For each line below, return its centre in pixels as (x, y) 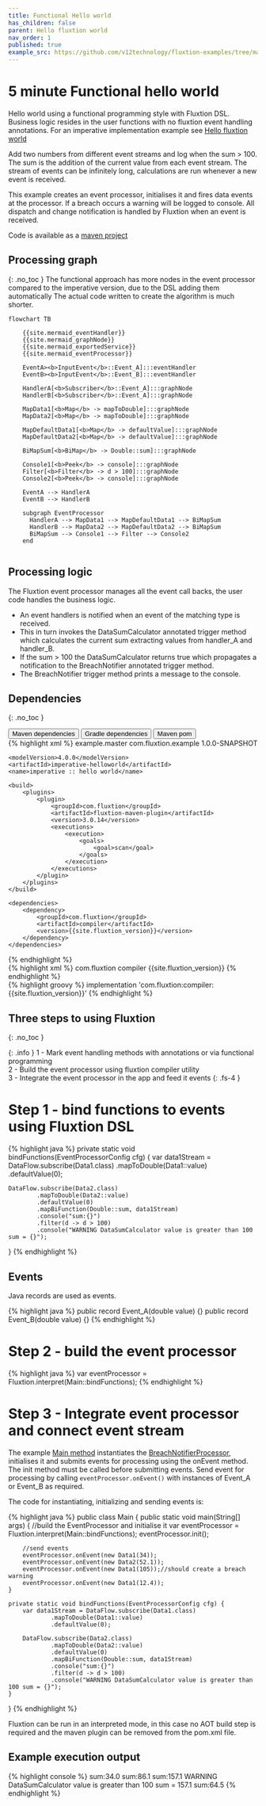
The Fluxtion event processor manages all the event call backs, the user (125, 591)
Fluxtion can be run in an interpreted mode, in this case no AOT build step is (132, 1724)
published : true (35, 45)
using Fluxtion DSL (71, 1127)
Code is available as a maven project (68, 235)
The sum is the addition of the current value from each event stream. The (128, 162)
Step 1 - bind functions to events (117, 1110)
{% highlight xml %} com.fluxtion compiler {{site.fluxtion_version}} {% (122, 968)
